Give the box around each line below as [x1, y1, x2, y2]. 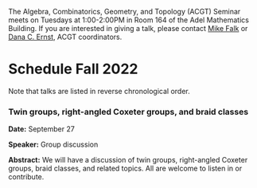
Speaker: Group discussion [8, 139, 99, 150]
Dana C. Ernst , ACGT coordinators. [8, 32, 123, 41]
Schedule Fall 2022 [8, 60, 138, 78]
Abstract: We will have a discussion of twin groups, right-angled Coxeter [8, 155, 248, 165]
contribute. [8, 172, 45, 182]
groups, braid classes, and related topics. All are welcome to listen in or [8, 163, 243, 174]
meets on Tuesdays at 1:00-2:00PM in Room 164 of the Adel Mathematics [8, 15, 249, 25]
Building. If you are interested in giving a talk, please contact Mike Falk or [8, 24, 248, 33]
